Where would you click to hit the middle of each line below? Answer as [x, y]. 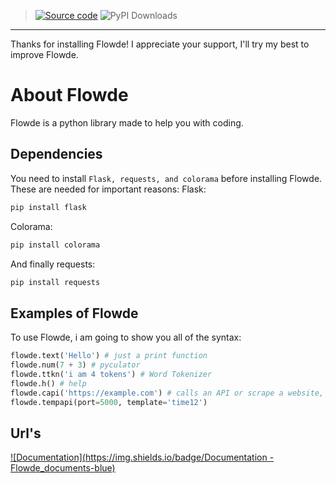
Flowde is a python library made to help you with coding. [127, 122]
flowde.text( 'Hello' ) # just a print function [109, 356]
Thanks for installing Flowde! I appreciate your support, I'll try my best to [160, 44]
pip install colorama [55, 245]
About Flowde [69, 95]
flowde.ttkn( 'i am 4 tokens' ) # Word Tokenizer [111, 374]
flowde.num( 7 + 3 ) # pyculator [75, 365]
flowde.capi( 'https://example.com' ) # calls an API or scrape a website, [167, 393]
